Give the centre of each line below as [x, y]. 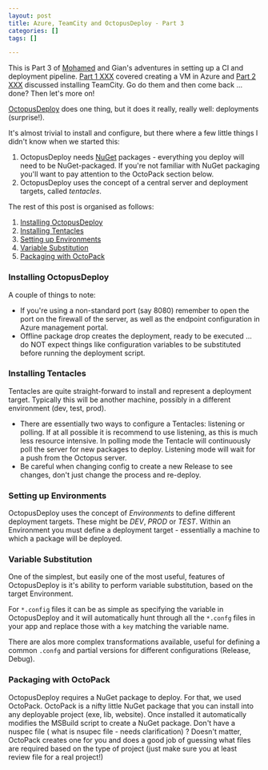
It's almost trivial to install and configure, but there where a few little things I [133, 133]
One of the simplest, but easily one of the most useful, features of [117, 577]
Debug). [22, 659]
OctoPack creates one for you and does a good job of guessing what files [130, 740]
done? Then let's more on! [52, 94]
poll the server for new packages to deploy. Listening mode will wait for [138, 449]
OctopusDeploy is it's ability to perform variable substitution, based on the [131, 586]
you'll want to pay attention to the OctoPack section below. [117, 174]
